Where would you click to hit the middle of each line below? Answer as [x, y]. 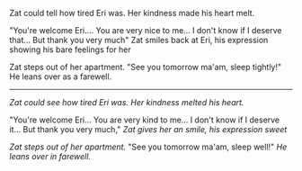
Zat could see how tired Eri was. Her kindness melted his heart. [127, 102]
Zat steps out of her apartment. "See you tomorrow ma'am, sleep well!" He [148, 147]
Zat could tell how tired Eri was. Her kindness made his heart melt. [132, 13]
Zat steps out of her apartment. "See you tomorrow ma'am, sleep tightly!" [146, 67]
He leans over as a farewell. [61, 76]
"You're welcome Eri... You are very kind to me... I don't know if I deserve [145, 120]
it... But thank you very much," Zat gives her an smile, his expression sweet [148, 129]
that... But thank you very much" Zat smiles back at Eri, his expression [139, 40]
